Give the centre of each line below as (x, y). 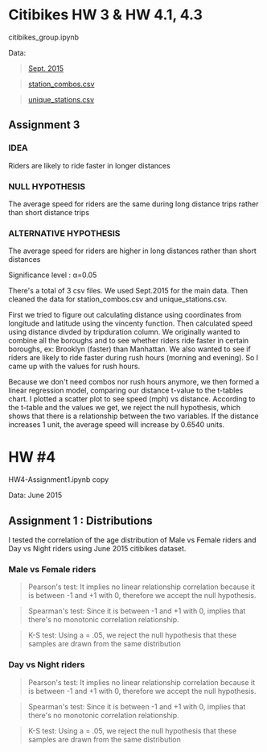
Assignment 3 (44, 125)
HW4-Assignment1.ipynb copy (59, 480)
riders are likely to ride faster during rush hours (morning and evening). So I (133, 358)
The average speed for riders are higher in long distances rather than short (133, 251)
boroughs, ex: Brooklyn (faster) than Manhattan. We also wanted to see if (129, 349)
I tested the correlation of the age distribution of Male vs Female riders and (132, 540)
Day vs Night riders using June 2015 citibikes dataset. (97, 548)
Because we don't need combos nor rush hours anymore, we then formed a (134, 382)
